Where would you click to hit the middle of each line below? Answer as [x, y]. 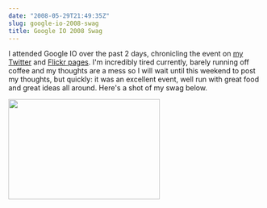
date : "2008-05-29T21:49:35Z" [59, 16]
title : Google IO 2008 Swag [56, 31]
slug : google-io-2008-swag [54, 23]
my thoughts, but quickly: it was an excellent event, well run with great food [134, 79]
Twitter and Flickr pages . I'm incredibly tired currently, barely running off [129, 62]
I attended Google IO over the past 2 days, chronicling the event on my [126, 54]
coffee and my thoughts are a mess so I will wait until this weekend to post [132, 71]
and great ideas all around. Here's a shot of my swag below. [108, 88]
